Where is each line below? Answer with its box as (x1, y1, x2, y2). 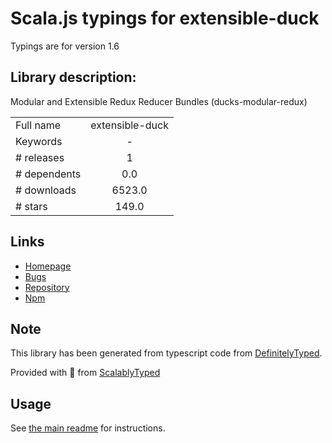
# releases (15, 150, 65, 164)
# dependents (15, 167, 82, 181)
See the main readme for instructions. (10, 422, 166, 434)
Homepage (24, 260, 72, 272)
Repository (24, 281, 70, 293)
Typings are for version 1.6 (10, 40, 120, 52)
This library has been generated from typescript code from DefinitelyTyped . (10, 347, 323, 359)
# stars (15, 199, 48, 213)
